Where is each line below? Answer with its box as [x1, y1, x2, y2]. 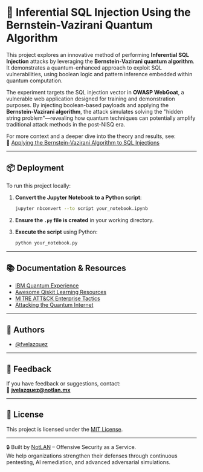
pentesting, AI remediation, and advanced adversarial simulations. [6, 458, 171, 465]
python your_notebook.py [14, 240, 78, 246]
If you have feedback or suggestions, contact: [6, 379, 121, 387]
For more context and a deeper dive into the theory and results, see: [6, 133, 176, 140]
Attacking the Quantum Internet [14, 301, 94, 309]
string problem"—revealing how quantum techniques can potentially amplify [6, 114, 196, 122]
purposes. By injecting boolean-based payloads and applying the [6, 101, 169, 108]
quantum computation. [6, 77, 63, 84]
